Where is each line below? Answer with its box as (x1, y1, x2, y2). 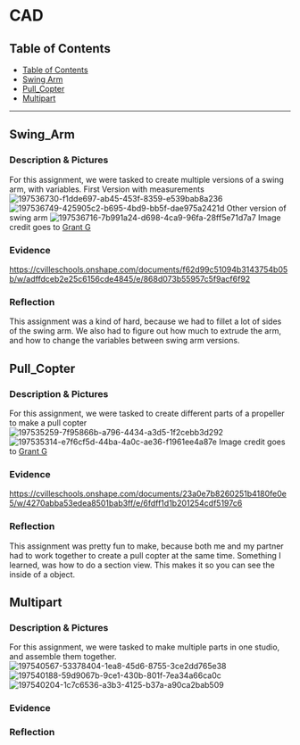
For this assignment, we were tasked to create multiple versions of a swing (9, 174, 284, 185)
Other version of (226, 203, 287, 213)
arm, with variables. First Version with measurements (9, 184, 205, 195)
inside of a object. (9, 568, 76, 580)
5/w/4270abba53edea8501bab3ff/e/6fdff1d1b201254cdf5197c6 (9, 498, 243, 509)
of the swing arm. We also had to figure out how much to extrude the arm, (9, 326, 281, 336)
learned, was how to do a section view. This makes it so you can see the (9, 559, 275, 570)
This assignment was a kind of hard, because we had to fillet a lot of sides (9, 316, 282, 327)
